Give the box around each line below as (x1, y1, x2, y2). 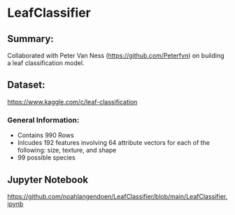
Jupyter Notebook (7, 174, 89, 186)
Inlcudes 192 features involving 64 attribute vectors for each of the (17, 139, 211, 147)
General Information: (7, 115, 80, 125)
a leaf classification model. (7, 59, 85, 67)
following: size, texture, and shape (17, 146, 117, 155)
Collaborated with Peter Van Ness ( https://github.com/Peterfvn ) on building (7, 51, 225, 60)
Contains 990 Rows (17, 131, 75, 139)
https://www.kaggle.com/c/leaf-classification (7, 97, 138, 106)
